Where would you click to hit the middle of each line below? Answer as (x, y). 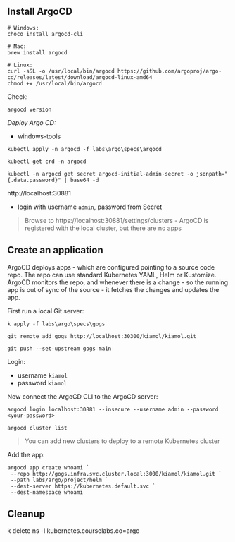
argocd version (30, 109)
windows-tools (39, 136)
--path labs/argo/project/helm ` (59, 480)
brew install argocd (38, 52)
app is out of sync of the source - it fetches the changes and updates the (113, 289)
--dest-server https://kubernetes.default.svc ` (83, 486)
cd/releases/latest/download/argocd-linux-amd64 (80, 77)
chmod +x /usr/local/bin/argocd (55, 83)
